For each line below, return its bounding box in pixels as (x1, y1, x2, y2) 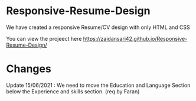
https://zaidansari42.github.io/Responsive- (83, 35, 188, 42)
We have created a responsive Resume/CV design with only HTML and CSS (6, 24, 190, 31)
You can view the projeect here (6, 35, 82, 42)
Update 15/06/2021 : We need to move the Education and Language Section (6, 82, 191, 89)
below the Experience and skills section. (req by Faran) (6, 87, 140, 95)
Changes (6, 62, 51, 76)
